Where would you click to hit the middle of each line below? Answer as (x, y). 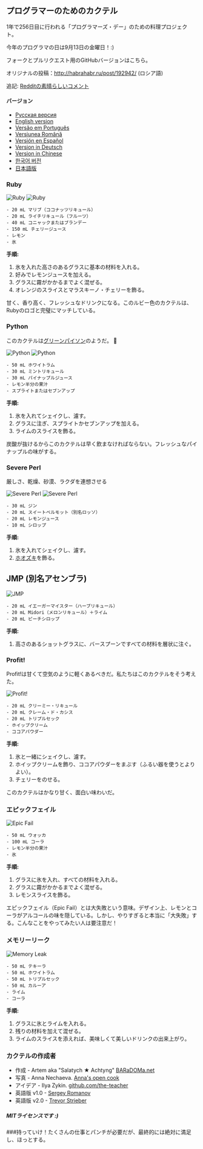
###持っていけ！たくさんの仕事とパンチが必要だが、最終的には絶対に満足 (99, 1132)
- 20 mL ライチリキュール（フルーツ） (49, 217)
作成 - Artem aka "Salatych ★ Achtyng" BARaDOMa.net (85, 1070)
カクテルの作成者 (31, 1055)
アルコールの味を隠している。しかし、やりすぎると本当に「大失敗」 (107, 915)
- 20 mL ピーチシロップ (33, 619)
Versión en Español (39, 141)
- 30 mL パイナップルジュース (39, 378)
